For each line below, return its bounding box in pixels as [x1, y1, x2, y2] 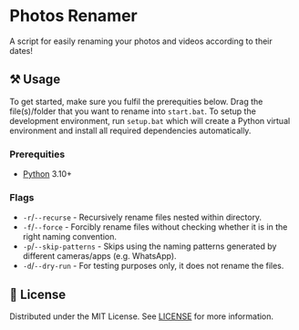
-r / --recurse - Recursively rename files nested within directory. [22, 211, 263, 223]
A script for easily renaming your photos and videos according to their [9, 36, 273, 46]
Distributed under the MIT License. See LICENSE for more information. [9, 311, 274, 322]
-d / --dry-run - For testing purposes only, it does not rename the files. [22, 261, 284, 272]
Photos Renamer [9, 5, 139, 26]
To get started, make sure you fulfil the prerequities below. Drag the [9, 96, 263, 107]
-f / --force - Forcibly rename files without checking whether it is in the [22, 222, 288, 232]
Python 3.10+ [22, 169, 73, 180]
